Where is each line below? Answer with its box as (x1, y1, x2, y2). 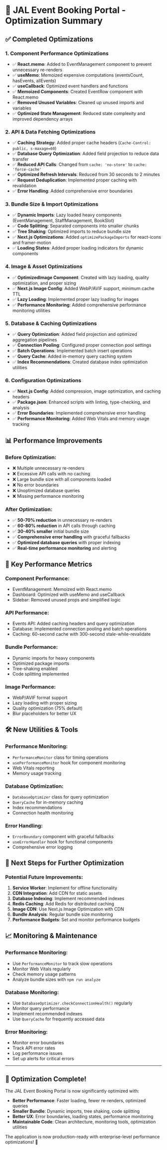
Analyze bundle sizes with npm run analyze (12, 976, 101, 982)
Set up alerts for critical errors (12, 1056, 75, 1062)
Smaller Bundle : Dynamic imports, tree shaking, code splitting (12, 1108, 140, 1114)
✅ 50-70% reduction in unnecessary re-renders (12, 517, 112, 523)
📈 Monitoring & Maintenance (5, 932, 98, 940)
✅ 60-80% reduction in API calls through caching (12, 523, 116, 529)
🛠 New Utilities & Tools (5, 725, 79, 734)
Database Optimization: (5, 782, 64, 789)
